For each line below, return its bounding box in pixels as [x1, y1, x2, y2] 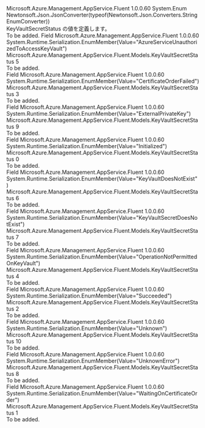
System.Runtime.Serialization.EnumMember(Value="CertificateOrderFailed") [6, 78, 199, 84]
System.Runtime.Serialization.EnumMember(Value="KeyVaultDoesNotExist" [6, 175, 198, 182]
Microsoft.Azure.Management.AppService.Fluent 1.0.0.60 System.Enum [6, 5, 187, 12]
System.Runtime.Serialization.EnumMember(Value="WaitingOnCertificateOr [6, 390, 198, 397]
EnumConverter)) [6, 18, 50, 25]
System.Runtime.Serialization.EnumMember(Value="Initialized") [6, 143, 167, 149]
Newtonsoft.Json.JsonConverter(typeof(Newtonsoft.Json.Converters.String [6, 11, 198, 18]
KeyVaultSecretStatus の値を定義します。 [6, 25, 111, 32]
